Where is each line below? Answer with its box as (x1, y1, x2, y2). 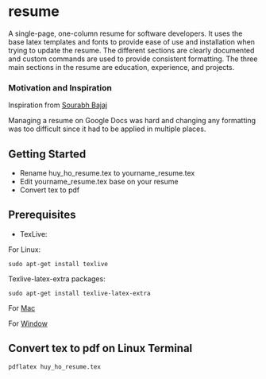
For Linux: (8, 245, 41, 254)
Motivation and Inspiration (8, 82, 113, 93)
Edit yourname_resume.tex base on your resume (19, 177, 179, 187)
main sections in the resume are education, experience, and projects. (8, 62, 235, 72)
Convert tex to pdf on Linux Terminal (8, 342, 193, 355)
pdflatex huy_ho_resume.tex (8, 362, 102, 371)
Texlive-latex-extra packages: (8, 273, 106, 284)
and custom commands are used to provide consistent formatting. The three (8, 54, 258, 64)
